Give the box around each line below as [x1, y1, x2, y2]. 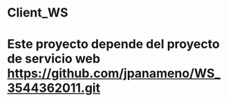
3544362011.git [7, 81, 101, 96]
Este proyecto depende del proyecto [7, 37, 220, 52]
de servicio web [7, 51, 101, 67]
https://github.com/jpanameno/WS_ [7, 65, 221, 81]
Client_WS [7, 5, 68, 21]
